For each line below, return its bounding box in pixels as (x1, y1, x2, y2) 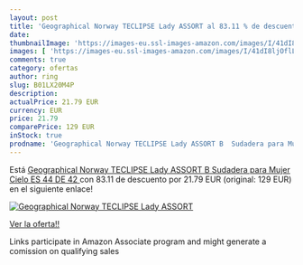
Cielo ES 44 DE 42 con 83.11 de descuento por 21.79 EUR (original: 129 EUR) (9, 174, 292, 185)
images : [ (9, 47, 47, 56)
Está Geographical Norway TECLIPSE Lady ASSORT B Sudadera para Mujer (9, 164, 290, 175)
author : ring (9, 72, 59, 81)
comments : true (9, 55, 67, 64)
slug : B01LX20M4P (9, 80, 75, 90)
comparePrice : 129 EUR (9, 123, 95, 132)
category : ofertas (9, 64, 78, 73)
